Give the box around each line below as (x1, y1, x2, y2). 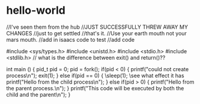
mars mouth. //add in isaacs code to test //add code (6, 36, 135, 43)
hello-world (6, 4, 66, 17)
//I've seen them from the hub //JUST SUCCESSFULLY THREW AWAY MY (6, 23, 188, 30)
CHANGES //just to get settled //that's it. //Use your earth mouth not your (6, 29, 187, 36)
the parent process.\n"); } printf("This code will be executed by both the (6, 84, 184, 91)
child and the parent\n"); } (6, 91, 71, 98)
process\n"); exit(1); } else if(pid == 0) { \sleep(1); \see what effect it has (6, 72, 184, 79)
